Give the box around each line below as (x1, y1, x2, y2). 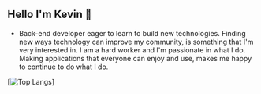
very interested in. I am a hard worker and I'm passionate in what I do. (18, 45, 246, 55)
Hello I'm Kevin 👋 (7, 8, 92, 21)
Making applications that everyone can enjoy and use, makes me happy (18, 53, 252, 63)
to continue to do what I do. (18, 62, 109, 71)
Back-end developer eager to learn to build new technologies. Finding (18, 28, 246, 38)
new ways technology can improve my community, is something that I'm (18, 37, 254, 46)
